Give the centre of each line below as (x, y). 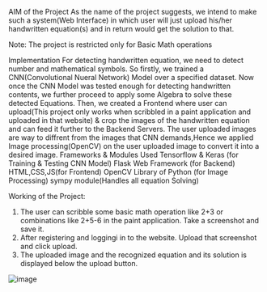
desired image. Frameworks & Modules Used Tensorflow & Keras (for (123, 154)
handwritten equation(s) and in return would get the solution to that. (121, 29)
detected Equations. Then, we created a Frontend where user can (118, 103)
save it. (32, 229)
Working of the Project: (47, 196)
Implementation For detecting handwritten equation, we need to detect (126, 60)
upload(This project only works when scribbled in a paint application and (130, 112)
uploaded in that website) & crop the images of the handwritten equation (129, 120)
